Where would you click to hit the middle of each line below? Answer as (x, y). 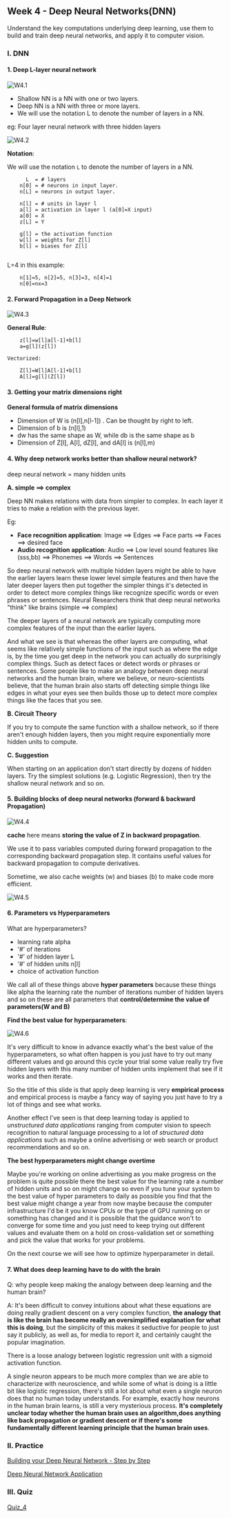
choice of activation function (58, 971)
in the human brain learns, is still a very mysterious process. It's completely (115, 1406)
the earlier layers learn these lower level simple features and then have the (113, 577)
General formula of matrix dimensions (63, 407)
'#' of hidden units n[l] (49, 963)
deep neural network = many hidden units (67, 474)
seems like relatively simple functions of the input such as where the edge (112, 649)
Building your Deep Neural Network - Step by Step (79, 1461)
